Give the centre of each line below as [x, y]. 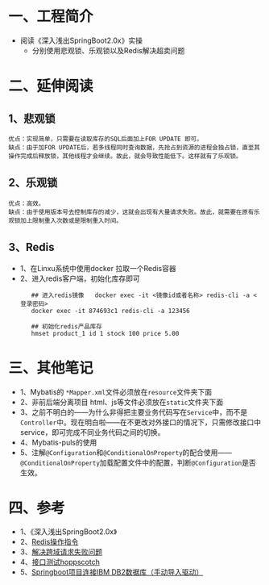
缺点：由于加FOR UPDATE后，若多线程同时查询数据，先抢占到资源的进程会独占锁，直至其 [134, 147]
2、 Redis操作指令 [49, 542]
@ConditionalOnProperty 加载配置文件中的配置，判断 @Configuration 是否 [138, 462]
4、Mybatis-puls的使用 [58, 442]
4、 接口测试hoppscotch [60, 562]
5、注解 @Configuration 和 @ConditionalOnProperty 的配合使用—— [126, 452]
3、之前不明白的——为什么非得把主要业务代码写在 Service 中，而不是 [134, 412]
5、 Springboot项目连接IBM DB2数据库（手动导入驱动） [112, 572]
